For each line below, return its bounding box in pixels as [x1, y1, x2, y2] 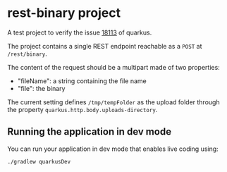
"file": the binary [17, 84, 66, 92]
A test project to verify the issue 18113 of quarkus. [7, 28, 152, 37]
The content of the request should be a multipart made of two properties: [7, 63, 220, 71]
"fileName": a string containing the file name [17, 76, 147, 85]
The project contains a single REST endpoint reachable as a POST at [7, 42, 202, 50]
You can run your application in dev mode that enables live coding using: [7, 145, 219, 153]
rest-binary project [7, 5, 121, 21]
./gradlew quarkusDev [7, 158, 71, 165]
